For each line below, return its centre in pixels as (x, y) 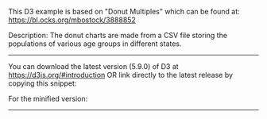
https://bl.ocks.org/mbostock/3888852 (72, 20)
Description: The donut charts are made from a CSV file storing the (118, 35)
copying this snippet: (43, 83)
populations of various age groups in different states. (95, 44)
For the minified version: (48, 99)
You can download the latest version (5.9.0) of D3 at (93, 66)
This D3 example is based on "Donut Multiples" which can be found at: (124, 12)
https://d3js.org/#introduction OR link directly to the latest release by (120, 75)
